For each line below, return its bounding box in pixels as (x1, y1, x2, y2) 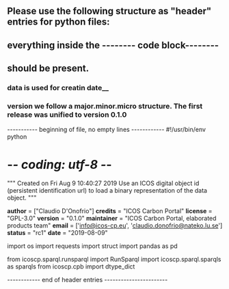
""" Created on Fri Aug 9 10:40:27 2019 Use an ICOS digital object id (7, 179, 200, 187)
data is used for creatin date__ (7, 83, 109, 93)
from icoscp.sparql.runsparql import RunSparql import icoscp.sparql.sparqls (7, 256, 221, 264)
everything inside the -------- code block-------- (7, 39, 219, 51)
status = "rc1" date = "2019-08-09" (7, 229, 108, 237)
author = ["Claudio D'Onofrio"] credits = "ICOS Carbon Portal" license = (7, 207, 213, 215)
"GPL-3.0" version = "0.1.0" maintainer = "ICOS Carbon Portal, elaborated (7, 215, 217, 223)
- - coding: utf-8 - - (7, 156, 112, 172)
